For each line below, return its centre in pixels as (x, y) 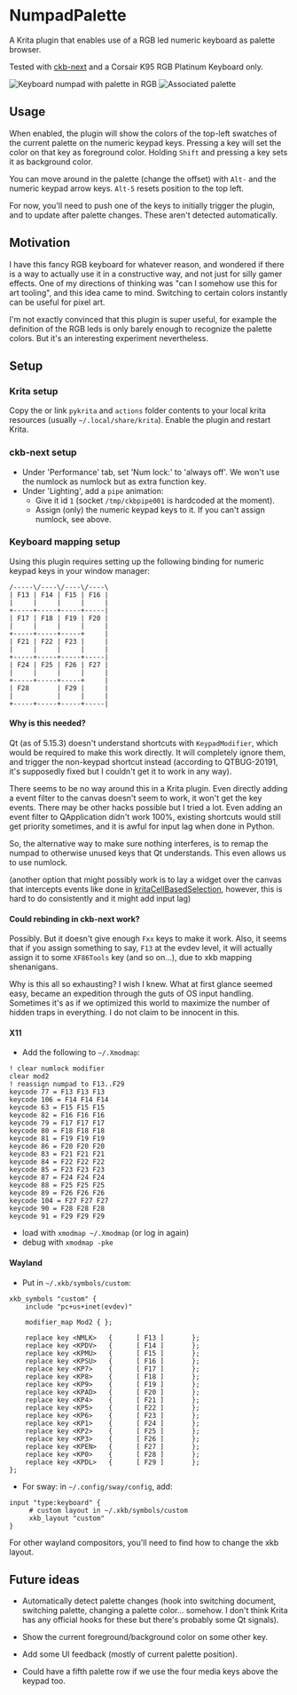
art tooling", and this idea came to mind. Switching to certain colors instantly (148, 292)
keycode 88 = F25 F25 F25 (57, 1186)
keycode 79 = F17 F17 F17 (57, 1123)
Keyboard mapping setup (65, 542)
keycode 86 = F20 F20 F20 (57, 1147)
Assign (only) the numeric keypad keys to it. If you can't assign (150, 509)
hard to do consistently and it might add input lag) (100, 899)
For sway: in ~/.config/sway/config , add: (97, 1486)
